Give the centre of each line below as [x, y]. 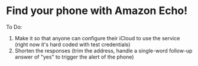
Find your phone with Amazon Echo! [97, 11]
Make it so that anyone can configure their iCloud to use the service [97, 38]
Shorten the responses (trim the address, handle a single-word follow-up [103, 50]
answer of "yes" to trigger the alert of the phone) [74, 57]
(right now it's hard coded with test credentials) [72, 44]
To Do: [14, 27]
